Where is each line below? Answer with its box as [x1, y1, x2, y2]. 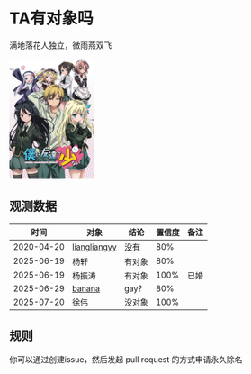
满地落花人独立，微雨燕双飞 [9, 40, 112, 50]
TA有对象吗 [9, 8, 94, 29]
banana [71, 283, 101, 294]
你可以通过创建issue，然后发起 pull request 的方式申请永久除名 [9, 353, 243, 365]
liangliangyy [71, 241, 117, 252]
